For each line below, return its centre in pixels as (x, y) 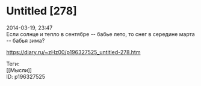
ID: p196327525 (26, 76)
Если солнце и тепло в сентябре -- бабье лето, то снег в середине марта (101, 34)
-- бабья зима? (26, 40)
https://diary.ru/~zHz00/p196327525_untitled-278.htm (73, 52)
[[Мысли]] (19, 70)
